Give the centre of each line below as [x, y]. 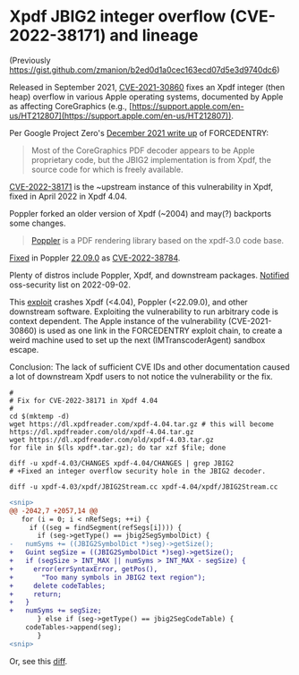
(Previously [30, 60]
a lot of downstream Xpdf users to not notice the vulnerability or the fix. [141, 376]
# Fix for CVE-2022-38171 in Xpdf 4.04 [84, 400]
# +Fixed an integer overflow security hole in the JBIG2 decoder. [138, 471]
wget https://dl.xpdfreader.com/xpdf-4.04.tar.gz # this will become [142, 424]
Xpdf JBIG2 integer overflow [118, 17]
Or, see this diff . [38, 661]
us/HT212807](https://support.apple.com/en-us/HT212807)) [120, 115]
